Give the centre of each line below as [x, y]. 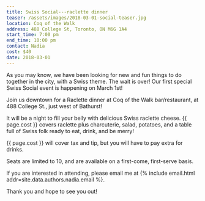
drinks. [15, 149]
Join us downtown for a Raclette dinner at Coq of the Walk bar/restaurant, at [102, 100]
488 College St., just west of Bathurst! [54, 106]
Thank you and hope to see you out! [52, 191]
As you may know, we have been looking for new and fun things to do [94, 75]
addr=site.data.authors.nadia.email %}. [56, 179]
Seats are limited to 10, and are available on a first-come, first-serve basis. [100, 161]
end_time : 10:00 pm [31, 40]
